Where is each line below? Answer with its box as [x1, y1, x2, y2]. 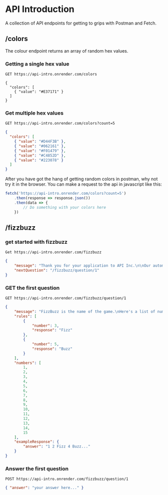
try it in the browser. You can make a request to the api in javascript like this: [5, 181, 162, 187]
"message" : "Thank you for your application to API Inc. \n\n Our [14, 263, 151, 268]
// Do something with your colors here [23, 205, 106, 210]
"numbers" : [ [14, 360, 41, 365]
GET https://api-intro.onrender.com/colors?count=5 [5, 121, 115, 126]
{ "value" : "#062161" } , [14, 144, 66, 149]
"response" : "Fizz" [31, 328, 72, 333]
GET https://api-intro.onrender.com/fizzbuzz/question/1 [5, 296, 126, 301]
